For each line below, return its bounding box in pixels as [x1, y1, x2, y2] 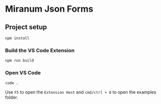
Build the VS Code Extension [5, 47, 75, 54]
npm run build [5, 58, 34, 63]
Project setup [5, 23, 48, 31]
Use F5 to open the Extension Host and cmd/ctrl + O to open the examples [5, 89, 157, 95]
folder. [5, 94, 18, 100]
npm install [5, 36, 29, 41]
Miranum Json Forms [5, 3, 93, 15]
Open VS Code [5, 69, 41, 76]
